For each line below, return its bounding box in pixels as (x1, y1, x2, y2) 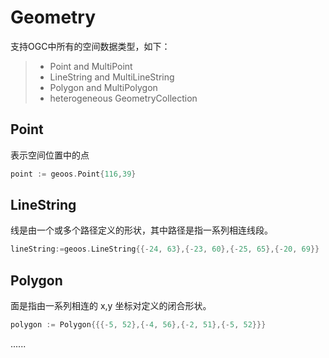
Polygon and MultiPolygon (49, 81, 158, 93)
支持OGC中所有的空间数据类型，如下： (10, 40, 171, 52)
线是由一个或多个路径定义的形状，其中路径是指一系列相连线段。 (10, 224, 273, 236)
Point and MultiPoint (49, 60, 133, 72)
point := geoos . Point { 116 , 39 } (10, 169, 137, 179)
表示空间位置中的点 (10, 149, 90, 161)
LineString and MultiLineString (49, 71, 175, 83)
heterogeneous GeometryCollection (49, 92, 198, 104)
